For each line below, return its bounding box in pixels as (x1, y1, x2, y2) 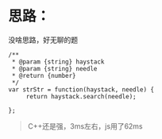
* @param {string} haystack (11, 57, 105, 66)
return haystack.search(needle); (25, 92, 137, 100)
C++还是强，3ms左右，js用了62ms (27, 121, 143, 131)
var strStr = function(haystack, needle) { (8, 85, 155, 94)
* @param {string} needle (11, 64, 98, 72)
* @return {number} (11, 71, 77, 79)
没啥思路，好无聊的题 (8, 35, 78, 44)
